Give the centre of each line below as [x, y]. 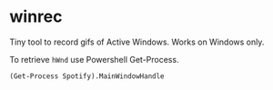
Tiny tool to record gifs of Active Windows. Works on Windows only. [137, 42]
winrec [36, 17]
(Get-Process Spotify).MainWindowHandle [87, 76]
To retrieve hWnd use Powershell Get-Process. [94, 59]
